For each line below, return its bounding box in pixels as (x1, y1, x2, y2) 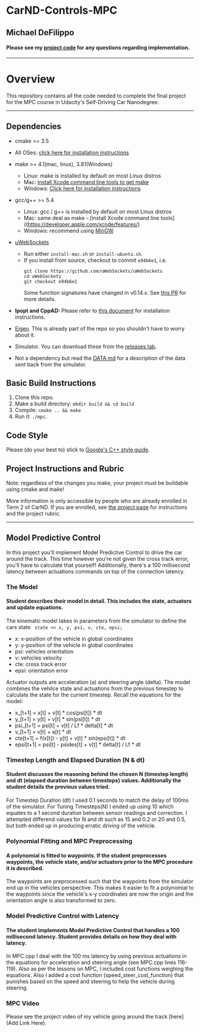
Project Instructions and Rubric (6, 463, 124, 474)
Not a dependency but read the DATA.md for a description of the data (14, 354, 186, 362)
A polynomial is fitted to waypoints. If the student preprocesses (6, 851, 167, 859)
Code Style (6, 430, 48, 440)
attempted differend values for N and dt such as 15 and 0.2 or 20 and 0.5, (6, 816, 186, 823)
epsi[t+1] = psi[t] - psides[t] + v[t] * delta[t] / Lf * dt (14, 741, 141, 748)
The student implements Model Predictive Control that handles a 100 (6, 926, 180, 933)
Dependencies (6, 121, 61, 132)
